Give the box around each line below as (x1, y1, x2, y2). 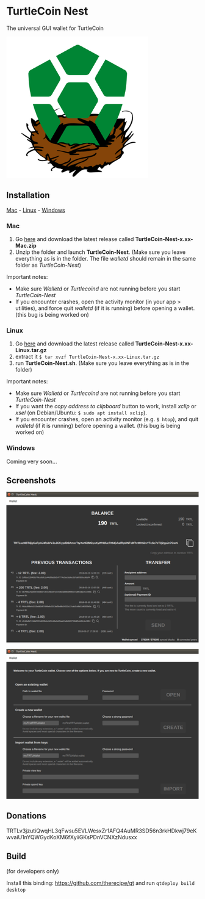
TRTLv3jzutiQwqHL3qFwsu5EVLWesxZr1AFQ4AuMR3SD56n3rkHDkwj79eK (6, 827, 197, 834)
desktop (6, 887, 26, 893)
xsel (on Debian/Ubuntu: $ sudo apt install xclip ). (15, 409, 148, 416)
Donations (6, 811, 47, 821)
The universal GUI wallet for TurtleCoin (6, 24, 104, 32)
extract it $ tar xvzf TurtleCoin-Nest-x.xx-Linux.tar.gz (15, 353, 160, 361)
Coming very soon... (6, 458, 57, 465)
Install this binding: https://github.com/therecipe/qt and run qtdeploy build (6, 879, 195, 886)
